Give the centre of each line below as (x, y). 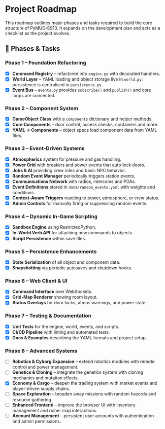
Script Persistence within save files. (49, 238)
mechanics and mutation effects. (46, 378)
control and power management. (45, 367)
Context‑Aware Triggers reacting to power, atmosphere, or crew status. (86, 198)
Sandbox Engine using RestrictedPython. (54, 227)
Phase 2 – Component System (42, 108)
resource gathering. (32, 399)
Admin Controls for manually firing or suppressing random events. (80, 204)
